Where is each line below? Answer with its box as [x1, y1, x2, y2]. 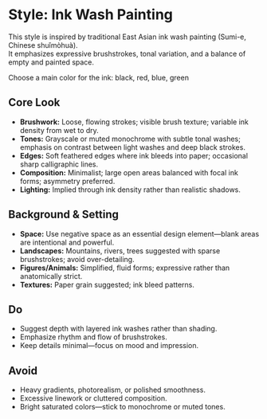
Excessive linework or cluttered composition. [19, 394, 167, 403]
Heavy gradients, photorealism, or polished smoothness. [19, 385, 206, 395]
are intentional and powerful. [19, 237, 115, 247]
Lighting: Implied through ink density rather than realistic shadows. [19, 185, 241, 194]
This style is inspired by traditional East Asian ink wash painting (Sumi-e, [8, 32, 247, 41]
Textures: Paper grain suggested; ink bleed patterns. [19, 280, 195, 289]
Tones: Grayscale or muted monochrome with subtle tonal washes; [19, 134, 241, 143]
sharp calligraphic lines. [19, 159, 99, 169]
